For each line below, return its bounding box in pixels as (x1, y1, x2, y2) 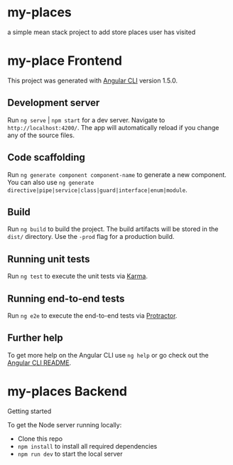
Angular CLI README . (7, 358, 72, 367)
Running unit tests (7, 253, 90, 265)
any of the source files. (7, 131, 75, 139)
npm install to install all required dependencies (17, 442, 158, 450)
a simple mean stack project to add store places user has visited (7, 28, 196, 36)
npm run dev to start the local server (17, 449, 123, 458)
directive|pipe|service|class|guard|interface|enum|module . (7, 186, 188, 194)
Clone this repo (17, 434, 63, 443)
